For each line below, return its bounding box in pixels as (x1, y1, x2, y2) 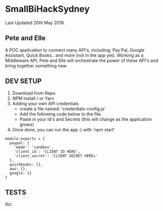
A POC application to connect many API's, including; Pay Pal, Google (5, 47, 145, 53)
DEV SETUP (5, 77, 42, 86)
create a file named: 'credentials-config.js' (19, 106, 106, 112)
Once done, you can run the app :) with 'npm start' (12, 126, 115, 132)
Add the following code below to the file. (19, 111, 102, 117)
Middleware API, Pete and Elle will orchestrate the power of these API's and (5, 58, 159, 63)
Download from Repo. (12, 90, 57, 96)
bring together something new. (5, 62, 67, 68)
